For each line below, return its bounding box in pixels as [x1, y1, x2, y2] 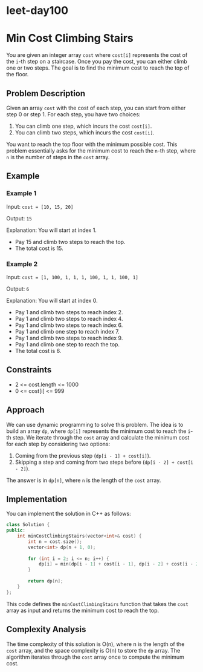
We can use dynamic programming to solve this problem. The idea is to [6, 421, 184, 428]
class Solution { [6, 522, 50, 528]
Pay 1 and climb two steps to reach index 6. [14, 321, 123, 329]
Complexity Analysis [6, 624, 86, 634]
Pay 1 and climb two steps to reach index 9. [14, 334, 123, 341]
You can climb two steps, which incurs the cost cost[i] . [14, 128, 155, 136]
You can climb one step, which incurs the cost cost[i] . [14, 122, 152, 130]
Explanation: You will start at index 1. [6, 226, 97, 234]
